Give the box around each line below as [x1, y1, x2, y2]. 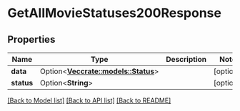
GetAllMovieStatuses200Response [7, 5, 221, 21]
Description [166, 55, 207, 64]
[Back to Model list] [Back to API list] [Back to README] [7, 96, 171, 105]
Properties [7, 33, 56, 46]
